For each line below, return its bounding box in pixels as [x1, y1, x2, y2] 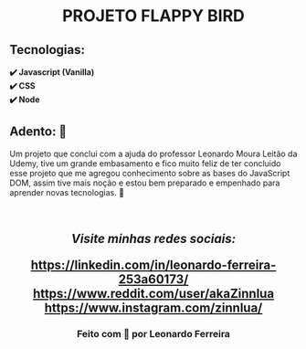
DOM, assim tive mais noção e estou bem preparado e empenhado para [9, 177, 280, 188]
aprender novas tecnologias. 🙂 [9, 186, 125, 197]
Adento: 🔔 [9, 124, 68, 140]
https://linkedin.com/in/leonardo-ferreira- [30, 258, 277, 273]
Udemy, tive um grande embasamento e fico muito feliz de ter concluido [9, 157, 281, 169]
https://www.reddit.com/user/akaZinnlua [32, 286, 275, 301]
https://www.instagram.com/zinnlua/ [44, 301, 263, 316]
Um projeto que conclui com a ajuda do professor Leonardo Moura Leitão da [9, 148, 298, 159]
